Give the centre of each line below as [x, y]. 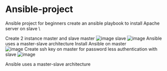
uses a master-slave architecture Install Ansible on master [66, 43]
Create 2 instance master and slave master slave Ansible [84, 38]
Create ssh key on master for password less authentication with [91, 49]
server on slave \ [23, 28]
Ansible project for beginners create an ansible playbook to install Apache [82, 23]
